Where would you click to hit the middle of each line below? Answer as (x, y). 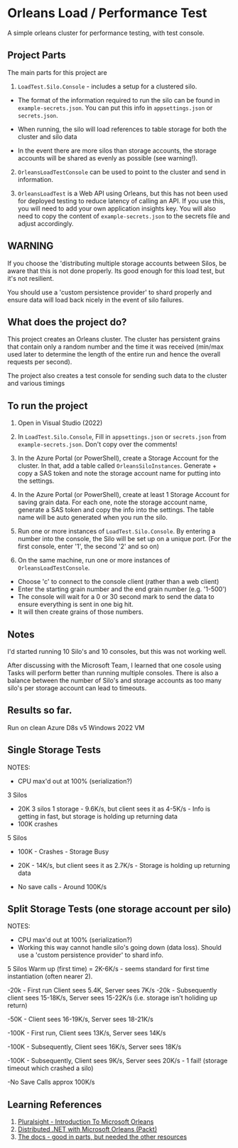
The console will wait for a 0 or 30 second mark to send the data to (116, 597)
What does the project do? (67, 322)
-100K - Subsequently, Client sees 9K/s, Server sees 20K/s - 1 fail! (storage (118, 1061)
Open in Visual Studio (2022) (60, 423)
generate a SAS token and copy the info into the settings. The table (116, 510)
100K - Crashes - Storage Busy (63, 851)
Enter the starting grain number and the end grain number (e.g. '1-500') (122, 589)
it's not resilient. (31, 278)
